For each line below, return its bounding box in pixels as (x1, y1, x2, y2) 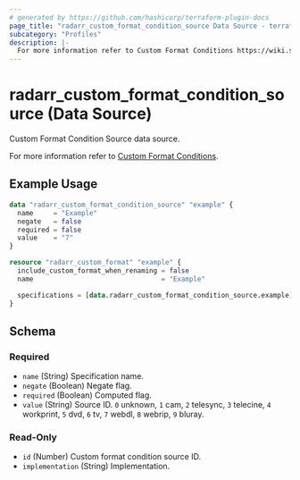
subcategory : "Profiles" (9, 29, 102, 38)
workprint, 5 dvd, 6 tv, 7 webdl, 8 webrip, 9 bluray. (21, 408, 204, 420)
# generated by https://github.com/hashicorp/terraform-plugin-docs (9, 13, 270, 22)
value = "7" (17, 233, 74, 242)
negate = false (17, 216, 82, 226)
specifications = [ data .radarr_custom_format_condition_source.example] (17, 291, 294, 299)
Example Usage (9, 176, 98, 192)
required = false (17, 225, 82, 234)
